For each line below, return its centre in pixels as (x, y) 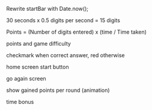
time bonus (20, 102)
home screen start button (38, 67)
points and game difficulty (38, 44)
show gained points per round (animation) (58, 90)
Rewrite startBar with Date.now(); (47, 9)
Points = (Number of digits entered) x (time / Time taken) (77, 32)
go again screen (26, 78)
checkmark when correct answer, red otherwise (65, 55)
